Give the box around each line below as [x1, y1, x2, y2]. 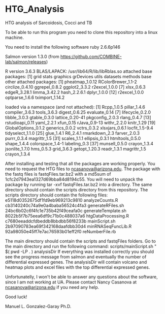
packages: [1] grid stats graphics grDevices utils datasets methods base [5, 73, 152, 79]
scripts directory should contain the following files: [5, 192, 108, 198]
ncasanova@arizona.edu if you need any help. [5, 284, 99, 290]
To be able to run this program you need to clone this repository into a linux [5, 29, 158, 35]
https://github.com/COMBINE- [60, 53, 122, 60]
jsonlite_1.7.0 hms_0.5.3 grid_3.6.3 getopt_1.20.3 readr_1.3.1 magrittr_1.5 [5, 146, 146, 152]
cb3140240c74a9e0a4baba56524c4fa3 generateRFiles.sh [5, 202, 125, 208]
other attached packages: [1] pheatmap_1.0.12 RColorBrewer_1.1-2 [5, 79, 137, 85]
